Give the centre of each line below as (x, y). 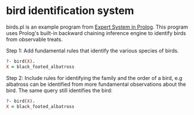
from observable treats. (35, 39)
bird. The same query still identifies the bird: (59, 90)
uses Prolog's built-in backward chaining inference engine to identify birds (96, 33)
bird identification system (70, 11)
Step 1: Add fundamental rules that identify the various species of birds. (93, 50)
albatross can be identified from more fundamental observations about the (96, 84)
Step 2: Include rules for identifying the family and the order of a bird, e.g (94, 78)
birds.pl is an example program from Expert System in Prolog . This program (97, 27)
